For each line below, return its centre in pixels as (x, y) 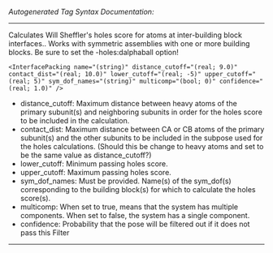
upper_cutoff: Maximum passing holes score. (96, 172)
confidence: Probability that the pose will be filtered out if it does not (135, 224)
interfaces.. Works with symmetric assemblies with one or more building (129, 43)
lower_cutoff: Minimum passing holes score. (94, 164)
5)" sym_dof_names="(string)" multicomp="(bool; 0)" (125, 81)
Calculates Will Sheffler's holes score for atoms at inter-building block (125, 35)
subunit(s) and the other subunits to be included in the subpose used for (141, 138)
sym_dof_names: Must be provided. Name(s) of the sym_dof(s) (126, 181)
